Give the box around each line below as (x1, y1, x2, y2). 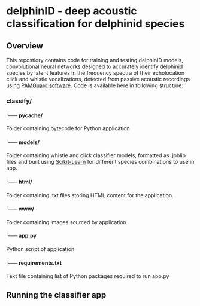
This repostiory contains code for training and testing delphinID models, (6, 57, 184, 63)
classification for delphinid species (6, 17, 185, 30)
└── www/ (6, 205, 35, 213)
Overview (6, 41, 44, 51)
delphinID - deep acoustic (6, 4, 138, 18)
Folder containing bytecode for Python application (6, 125, 130, 132)
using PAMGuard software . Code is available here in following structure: (6, 82, 184, 89)
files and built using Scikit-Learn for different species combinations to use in (6, 158, 195, 166)
